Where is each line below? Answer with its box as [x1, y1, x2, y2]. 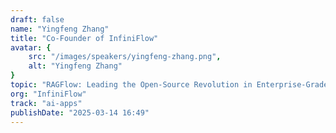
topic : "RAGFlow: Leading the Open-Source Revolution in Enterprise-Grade [10, 80, 329, 90]
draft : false [10, 14, 65, 25]
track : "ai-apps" [10, 98, 83, 108]
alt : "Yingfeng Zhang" [28, 61, 123, 71]
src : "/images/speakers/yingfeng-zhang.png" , [28, 52, 222, 62]
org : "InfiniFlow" [10, 89, 87, 99]
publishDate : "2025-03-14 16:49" [10, 107, 150, 118]
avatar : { [10, 42, 52, 53]
